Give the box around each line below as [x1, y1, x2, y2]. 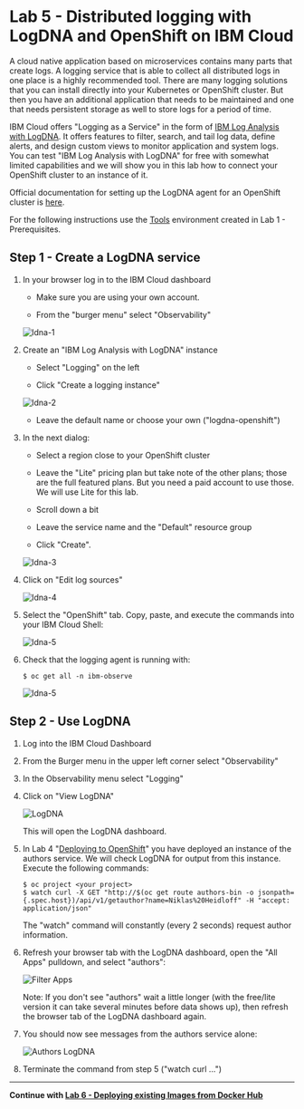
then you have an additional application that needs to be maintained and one [9, 93, 294, 105]
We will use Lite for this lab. [35, 487, 138, 497]
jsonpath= [257, 888, 295, 897]
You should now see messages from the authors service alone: [22, 1028, 258, 1039]
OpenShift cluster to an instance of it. [9, 169, 148, 180]
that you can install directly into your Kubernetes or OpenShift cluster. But [9, 84, 283, 95]
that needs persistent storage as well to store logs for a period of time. [9, 103, 272, 114]
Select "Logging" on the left [35, 362, 140, 372]
